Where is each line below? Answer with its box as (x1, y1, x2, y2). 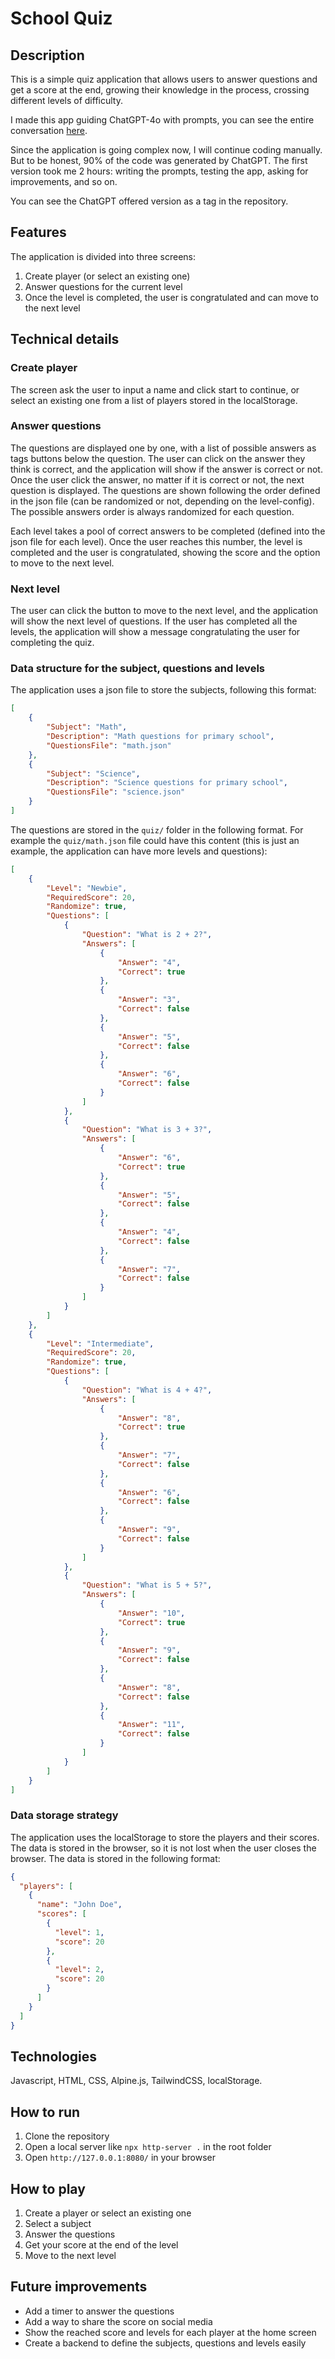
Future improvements (10, 2278, 148, 2296)
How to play (10, 2180, 86, 2197)
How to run (10, 2103, 81, 2121)
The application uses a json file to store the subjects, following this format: (10, 684, 317, 696)
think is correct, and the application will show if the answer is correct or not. (10, 463, 323, 475)
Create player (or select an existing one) (24, 270, 191, 282)
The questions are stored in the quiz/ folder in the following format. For (10, 823, 304, 836)
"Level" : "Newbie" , (46, 883, 128, 893)
